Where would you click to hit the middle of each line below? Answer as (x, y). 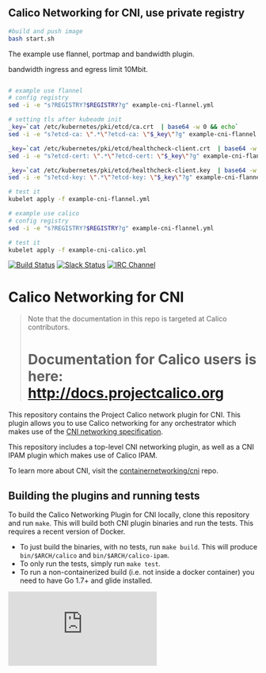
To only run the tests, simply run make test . (90, 564)
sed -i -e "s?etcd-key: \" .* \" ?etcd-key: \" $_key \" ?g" (101, 177)
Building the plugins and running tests (104, 495)
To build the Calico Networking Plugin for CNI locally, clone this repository (129, 515)
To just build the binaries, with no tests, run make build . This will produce (139, 547)
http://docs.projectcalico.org (125, 393)
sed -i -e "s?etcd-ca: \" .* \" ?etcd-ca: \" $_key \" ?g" (97, 134)
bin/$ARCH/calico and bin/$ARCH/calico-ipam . (95, 555)
